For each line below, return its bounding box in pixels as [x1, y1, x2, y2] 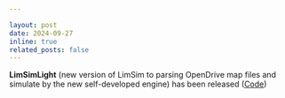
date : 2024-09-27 [9, 28, 74, 38]
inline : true [9, 37, 58, 46]
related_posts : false [9, 45, 90, 54]
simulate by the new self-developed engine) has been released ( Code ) [9, 79, 267, 89]
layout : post [9, 20, 58, 29]
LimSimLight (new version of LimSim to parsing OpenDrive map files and [9, 70, 277, 80]
